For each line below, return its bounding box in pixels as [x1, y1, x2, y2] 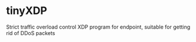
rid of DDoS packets [6, 29, 55, 36]
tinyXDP [6, 4, 47, 17]
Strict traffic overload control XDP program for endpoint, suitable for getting [6, 23, 191, 30]
